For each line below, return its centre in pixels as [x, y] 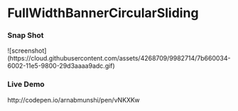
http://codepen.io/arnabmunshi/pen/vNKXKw [74, 100]
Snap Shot [26, 36]
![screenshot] [27, 51]
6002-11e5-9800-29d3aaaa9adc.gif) [61, 66]
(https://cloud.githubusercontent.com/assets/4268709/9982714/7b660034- [119, 58]
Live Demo [26, 85]
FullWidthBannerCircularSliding [103, 13]
